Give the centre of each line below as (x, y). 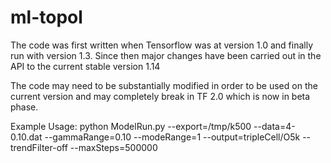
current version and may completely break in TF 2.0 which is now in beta (160, 96)
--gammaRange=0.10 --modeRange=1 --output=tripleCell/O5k (172, 137)
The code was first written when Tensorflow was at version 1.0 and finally (162, 45)
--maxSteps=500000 (113, 147)
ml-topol (46, 17)
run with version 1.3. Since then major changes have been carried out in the (166, 55)
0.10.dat (26, 137)
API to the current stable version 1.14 (85, 66)
